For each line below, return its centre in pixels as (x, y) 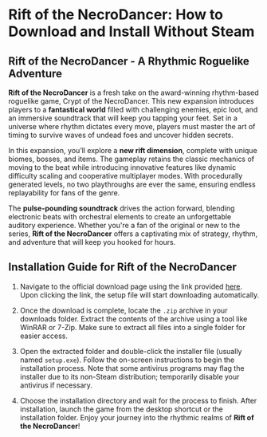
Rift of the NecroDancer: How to (116, 15)
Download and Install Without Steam (132, 31)
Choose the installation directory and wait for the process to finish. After (138, 400)
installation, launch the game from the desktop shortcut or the (121, 409)
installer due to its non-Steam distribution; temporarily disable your (130, 376)
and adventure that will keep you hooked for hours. (92, 242)
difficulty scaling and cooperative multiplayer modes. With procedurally (126, 176)
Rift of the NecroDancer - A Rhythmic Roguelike (129, 61)
